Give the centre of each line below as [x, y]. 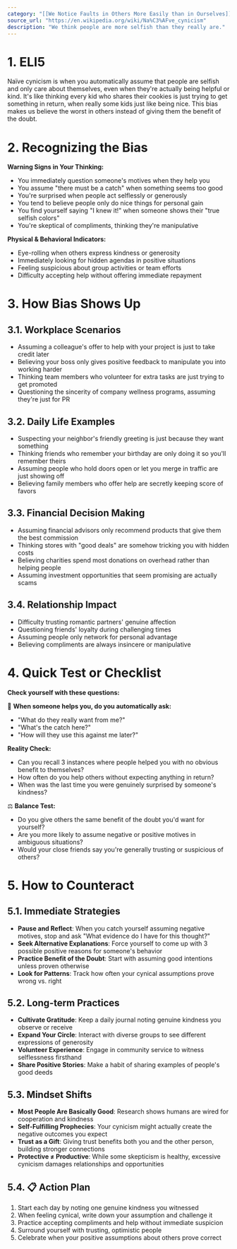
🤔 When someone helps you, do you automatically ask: [89, 706]
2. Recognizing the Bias [78, 147]
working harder [39, 369]
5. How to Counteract [71, 885]
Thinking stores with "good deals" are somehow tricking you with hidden [123, 545]
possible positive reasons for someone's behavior [90, 951]
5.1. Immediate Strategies [64, 911]
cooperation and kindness [55, 1119]
